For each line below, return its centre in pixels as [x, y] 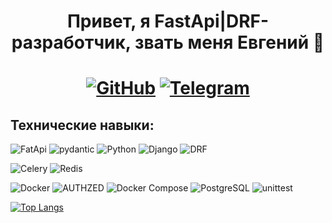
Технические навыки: [82, 125]
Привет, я [108, 21]
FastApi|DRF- [212, 21]
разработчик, [71, 42]
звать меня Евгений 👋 [229, 42]
